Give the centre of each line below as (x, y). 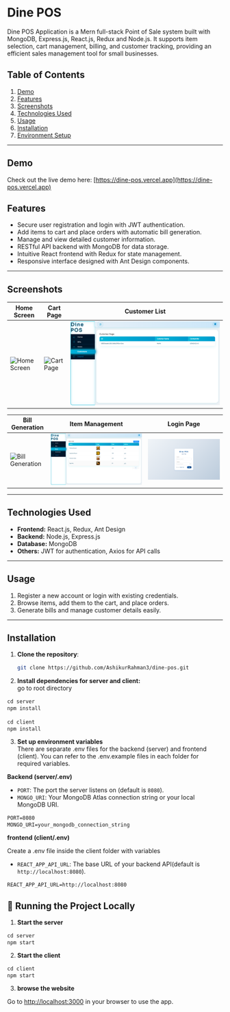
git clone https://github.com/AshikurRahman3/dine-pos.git (103, 668)
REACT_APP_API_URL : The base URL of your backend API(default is (108, 864)
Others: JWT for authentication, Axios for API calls (89, 551)
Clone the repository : (48, 654)
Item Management (96, 423)
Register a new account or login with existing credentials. (98, 595)
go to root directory (44, 688)
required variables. (43, 764)
